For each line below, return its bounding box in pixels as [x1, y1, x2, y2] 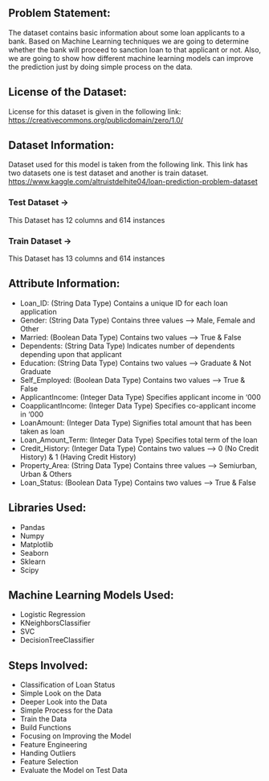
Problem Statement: [8, 6, 111, 20]
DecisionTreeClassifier [19, 635, 95, 645]
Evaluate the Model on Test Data [19, 766, 128, 775]
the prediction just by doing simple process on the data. [8, 62, 193, 72]
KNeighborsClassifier [19, 619, 91, 628]
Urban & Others [19, 469, 72, 479]
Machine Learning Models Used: [8, 589, 174, 602]
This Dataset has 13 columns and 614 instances [8, 253, 165, 264]
